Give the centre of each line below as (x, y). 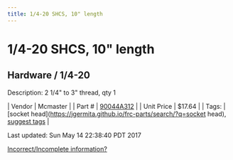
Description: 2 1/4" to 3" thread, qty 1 (61, 92)
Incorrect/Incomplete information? (58, 149)
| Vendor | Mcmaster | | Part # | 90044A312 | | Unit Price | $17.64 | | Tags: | (116, 106)
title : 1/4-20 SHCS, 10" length (55, 14)
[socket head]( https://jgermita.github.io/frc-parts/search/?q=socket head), (117, 114)
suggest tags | (28, 121)
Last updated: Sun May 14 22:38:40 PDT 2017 (75, 135)
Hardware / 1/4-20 (49, 75)
